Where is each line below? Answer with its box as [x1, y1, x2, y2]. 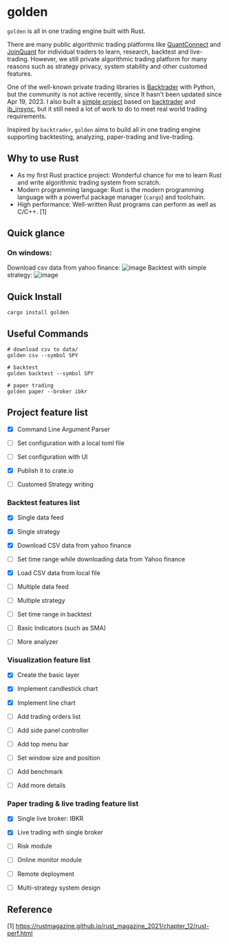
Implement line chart [17, 698, 76, 707]
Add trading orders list [17, 712, 81, 720]
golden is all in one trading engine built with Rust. [7, 27, 146, 35]
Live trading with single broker [17, 828, 103, 837]
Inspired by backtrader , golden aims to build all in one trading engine [7, 125, 201, 133]
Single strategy [17, 527, 61, 535]
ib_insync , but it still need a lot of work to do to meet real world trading [7, 105, 208, 113]
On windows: [7, 248, 52, 258]
